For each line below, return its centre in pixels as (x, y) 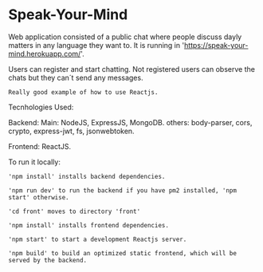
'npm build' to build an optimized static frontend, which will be (123, 253)
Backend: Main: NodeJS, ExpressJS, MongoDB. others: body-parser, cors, (130, 122)
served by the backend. (48, 260)
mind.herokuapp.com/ (45, 53)
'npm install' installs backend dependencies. (87, 176)
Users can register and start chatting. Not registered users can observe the (131, 69)
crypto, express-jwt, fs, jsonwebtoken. (71, 131)
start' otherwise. (39, 197)
